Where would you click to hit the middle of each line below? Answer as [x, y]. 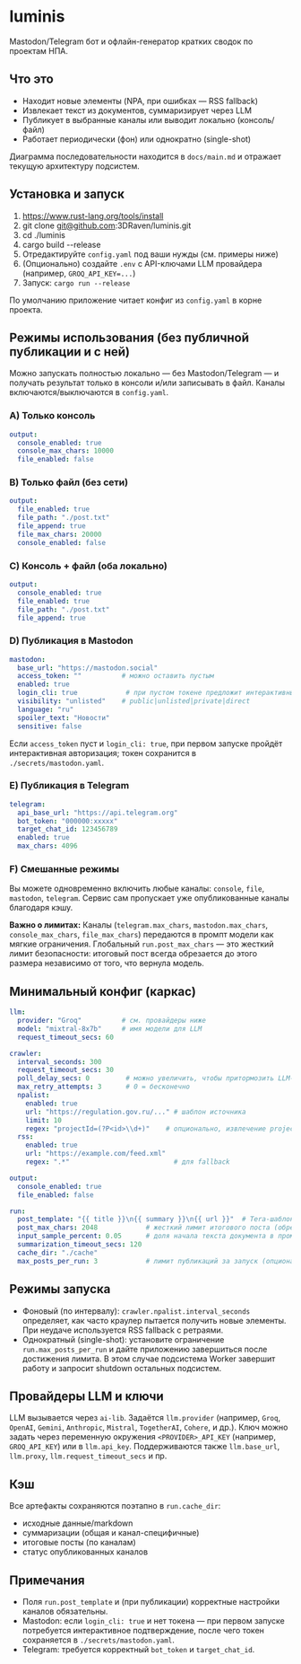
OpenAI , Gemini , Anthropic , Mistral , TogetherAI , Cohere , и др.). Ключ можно [149, 1427]
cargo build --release [61, 244]
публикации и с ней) [69, 352]
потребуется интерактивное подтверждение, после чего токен [143, 1630]
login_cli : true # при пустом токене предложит [130, 693]
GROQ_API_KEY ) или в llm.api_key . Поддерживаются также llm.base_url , [145, 1447]
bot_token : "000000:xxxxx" [68, 821]
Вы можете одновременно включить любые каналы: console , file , [137, 889]
